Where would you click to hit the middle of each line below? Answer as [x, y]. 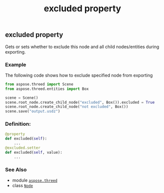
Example [16, 64]
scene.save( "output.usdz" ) [33, 111]
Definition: [18, 124]
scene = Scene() [22, 98]
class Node [23, 185]
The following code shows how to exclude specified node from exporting [79, 75]
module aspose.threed [35, 180]
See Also [16, 169]
